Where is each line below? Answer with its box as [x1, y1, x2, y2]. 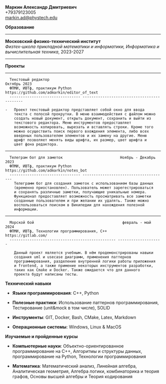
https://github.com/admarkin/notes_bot [5, 168, 87, 173]
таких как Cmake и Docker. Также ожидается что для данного [14, 268, 140, 273]
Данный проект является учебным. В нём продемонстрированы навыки [14, 250, 154, 255]
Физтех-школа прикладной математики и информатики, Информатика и [5, 44, 160, 49]
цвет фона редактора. [14, 142, 58, 147]
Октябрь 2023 [5, 81, 32, 86]
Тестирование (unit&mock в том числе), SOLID [12, 305, 110, 311]
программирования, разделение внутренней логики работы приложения [14, 259, 156, 264]
